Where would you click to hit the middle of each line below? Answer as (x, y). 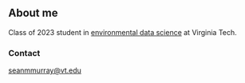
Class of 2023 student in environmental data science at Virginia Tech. (122, 32)
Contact (24, 53)
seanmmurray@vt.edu (45, 70)
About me (33, 13)
